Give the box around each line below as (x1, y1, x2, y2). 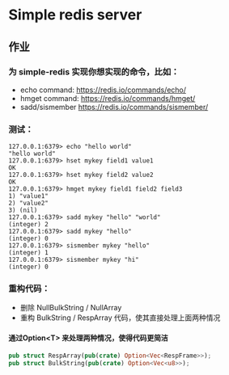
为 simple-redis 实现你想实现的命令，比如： (8, 66, 180, 78)
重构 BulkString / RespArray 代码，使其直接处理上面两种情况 (19, 313, 221, 322)
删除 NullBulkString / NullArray (19, 303, 122, 313)
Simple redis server (8, 6, 142, 24)
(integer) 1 (8, 249, 49, 257)
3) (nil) (8, 206, 38, 215)
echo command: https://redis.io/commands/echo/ (19, 85, 187, 95)
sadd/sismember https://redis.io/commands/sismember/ (19, 102, 209, 112)
